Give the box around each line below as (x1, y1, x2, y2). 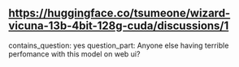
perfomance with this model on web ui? (8, 48, 141, 59)
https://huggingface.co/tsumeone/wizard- (8, 6, 231, 20)
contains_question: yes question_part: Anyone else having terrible (8, 40, 229, 50)
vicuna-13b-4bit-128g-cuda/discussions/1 (8, 19, 229, 33)
